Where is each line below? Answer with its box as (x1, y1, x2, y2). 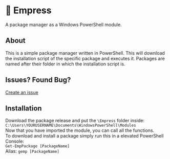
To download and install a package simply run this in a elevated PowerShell (5, 133, 164, 139)
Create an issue (5, 89, 38, 95)
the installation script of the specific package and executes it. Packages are (5, 55, 165, 61)
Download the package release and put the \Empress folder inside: (5, 118, 145, 124)
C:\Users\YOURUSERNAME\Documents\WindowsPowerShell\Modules (5, 123, 137, 128)
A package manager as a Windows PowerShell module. (5, 21, 122, 28)
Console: (5, 138, 25, 145)
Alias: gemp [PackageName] (5, 148, 60, 154)
